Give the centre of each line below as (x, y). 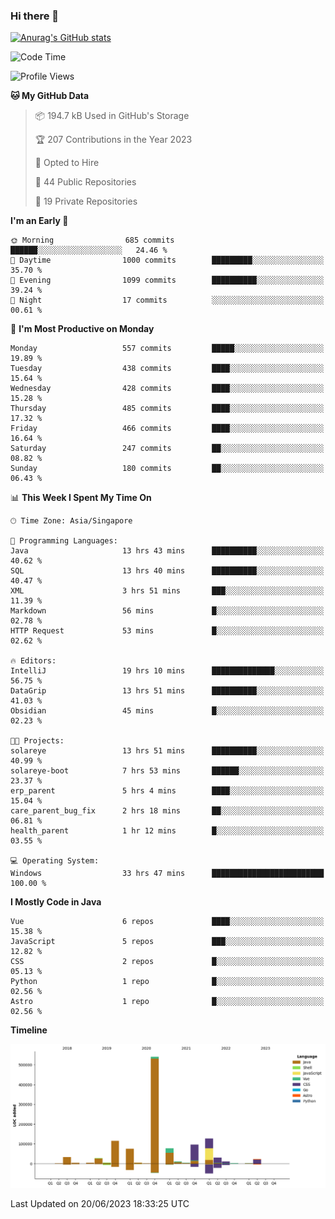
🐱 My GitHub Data (50, 96)
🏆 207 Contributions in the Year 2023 (113, 140)
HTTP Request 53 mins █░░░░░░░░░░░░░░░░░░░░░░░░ (167, 631)
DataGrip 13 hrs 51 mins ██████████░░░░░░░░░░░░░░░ (167, 691)
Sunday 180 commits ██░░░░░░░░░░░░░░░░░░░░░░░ (167, 469)
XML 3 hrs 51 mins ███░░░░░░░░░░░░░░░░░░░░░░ (167, 591)
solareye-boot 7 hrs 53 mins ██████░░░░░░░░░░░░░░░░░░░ (167, 771)
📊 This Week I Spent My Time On (81, 498)
